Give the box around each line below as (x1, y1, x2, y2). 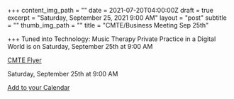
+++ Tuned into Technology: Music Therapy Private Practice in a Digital (7, 35, 216, 43)
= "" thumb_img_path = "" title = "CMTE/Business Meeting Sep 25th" (7, 21, 209, 29)
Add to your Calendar (7, 83, 70, 91)
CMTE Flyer (7, 56, 43, 64)
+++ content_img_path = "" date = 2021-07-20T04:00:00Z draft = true (7, 6, 214, 14)
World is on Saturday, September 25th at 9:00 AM (7, 42, 153, 50)
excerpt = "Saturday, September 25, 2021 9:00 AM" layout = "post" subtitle (7, 13, 227, 22)
